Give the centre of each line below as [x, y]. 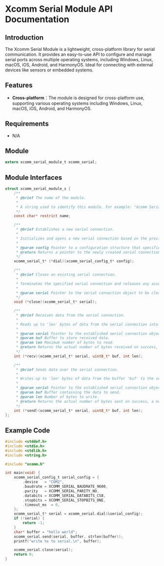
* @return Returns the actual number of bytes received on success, [87, 347]
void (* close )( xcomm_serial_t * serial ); [55, 302]
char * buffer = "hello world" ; [46, 532]
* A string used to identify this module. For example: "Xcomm [82, 207]
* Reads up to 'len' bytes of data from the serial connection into [87, 324]
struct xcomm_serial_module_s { [38, 189]
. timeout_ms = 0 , [41, 505]
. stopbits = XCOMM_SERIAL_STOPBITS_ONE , [64, 500]
